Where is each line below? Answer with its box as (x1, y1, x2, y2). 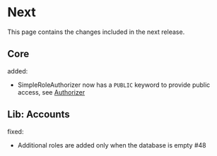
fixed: (7, 127, 24, 136)
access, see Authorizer (17, 88, 86, 96)
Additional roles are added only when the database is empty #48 (17, 140, 206, 149)
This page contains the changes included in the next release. (7, 28, 185, 36)
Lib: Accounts (7, 109, 71, 121)
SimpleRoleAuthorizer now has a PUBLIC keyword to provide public (17, 80, 211, 89)
